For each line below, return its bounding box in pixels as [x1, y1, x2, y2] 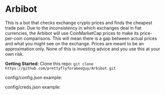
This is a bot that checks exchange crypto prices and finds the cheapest [5, 20, 153, 26]
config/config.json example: [5, 74, 62, 80]
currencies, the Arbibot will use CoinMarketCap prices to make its [5, 30, 139, 36]
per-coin [5, 35, 23, 41]
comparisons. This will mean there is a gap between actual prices [23, 35, 157, 41]
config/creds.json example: [5, 84, 61, 90]
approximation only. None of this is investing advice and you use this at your [5, 46, 161, 52]
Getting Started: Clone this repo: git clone [5, 61, 94, 66]
